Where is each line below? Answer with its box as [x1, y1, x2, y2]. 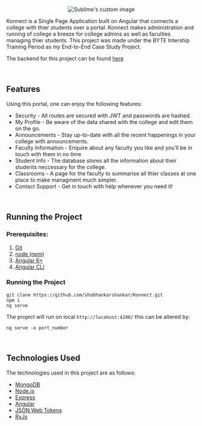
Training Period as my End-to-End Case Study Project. [6, 43, 142, 50]
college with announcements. [14, 137, 89, 145]
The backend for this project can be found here [6, 55, 124, 62]
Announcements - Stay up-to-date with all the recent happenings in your [14, 131, 196, 139]
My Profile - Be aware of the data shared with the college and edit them [14, 118, 193, 125]
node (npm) [14, 250, 45, 257]
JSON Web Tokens [14, 406, 62, 414]
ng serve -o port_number [6, 324, 69, 331]
